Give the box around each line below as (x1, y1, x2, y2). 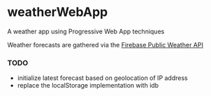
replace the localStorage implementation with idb (17, 81, 159, 90)
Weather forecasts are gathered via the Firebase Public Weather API (7, 40, 204, 49)
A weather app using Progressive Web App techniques (7, 27, 165, 35)
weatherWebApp (7, 4, 108, 20)
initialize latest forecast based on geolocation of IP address (17, 74, 188, 82)
